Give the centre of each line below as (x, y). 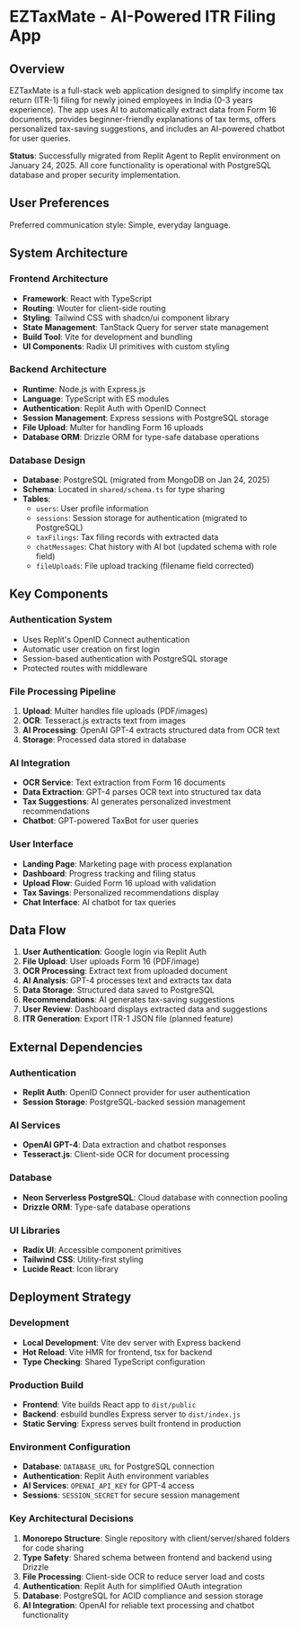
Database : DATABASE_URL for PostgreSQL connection (118, 1467)
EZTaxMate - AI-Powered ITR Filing (143, 17)
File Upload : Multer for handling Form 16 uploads (113, 427)
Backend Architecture (58, 369)
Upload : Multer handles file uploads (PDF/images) (115, 711)
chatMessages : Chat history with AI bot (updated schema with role (156, 547)
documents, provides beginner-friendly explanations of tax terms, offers (143, 119)
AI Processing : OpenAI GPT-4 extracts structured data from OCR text (151, 730)
